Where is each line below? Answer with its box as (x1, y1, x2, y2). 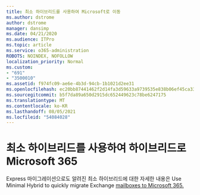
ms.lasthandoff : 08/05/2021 (6, 109, 76, 114)
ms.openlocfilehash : (6, 86, 58, 92)
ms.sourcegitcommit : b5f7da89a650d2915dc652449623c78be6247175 (6, 92, 167, 98)
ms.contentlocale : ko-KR (6, 103, 68, 109)
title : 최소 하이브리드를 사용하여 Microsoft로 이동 (6, 8, 121, 15)
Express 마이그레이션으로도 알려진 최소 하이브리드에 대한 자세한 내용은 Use (6, 175, 182, 182)
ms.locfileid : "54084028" (6, 114, 70, 120)
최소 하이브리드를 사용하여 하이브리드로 (6, 141, 186, 155)
